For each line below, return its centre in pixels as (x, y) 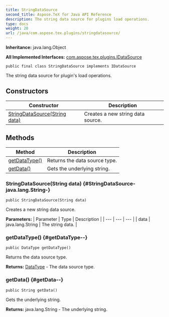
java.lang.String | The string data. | (41, 224)
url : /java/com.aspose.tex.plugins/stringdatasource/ (63, 33)
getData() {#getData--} (35, 280)
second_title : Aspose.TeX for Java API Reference (59, 15)
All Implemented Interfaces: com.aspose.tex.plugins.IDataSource (74, 57)
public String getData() (32, 290)
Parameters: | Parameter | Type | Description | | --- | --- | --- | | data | (78, 219)
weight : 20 (17, 29)
